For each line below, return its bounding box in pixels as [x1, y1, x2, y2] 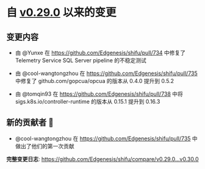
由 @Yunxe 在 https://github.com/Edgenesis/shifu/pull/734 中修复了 [15, 49, 186, 56]
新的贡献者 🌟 [6, 117, 54, 128]
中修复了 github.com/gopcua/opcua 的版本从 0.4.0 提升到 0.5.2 [15, 77, 174, 84]
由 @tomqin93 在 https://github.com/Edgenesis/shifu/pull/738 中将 [15, 90, 183, 98]
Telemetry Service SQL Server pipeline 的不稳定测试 [15, 57, 146, 64]
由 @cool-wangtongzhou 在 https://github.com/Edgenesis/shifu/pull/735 [15, 70, 198, 77]
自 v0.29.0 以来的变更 [6, 5, 117, 20]
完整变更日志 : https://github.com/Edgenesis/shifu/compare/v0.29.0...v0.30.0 [6, 155, 200, 162]
